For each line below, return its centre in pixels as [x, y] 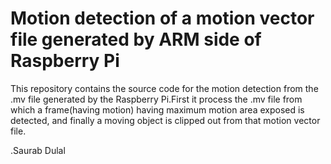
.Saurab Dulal [38, 150]
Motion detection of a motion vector [162, 18]
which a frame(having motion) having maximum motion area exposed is [157, 109]
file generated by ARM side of [136, 39]
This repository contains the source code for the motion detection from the [164, 88]
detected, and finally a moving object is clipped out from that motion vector [165, 120]
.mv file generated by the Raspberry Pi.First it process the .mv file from [156, 99]
